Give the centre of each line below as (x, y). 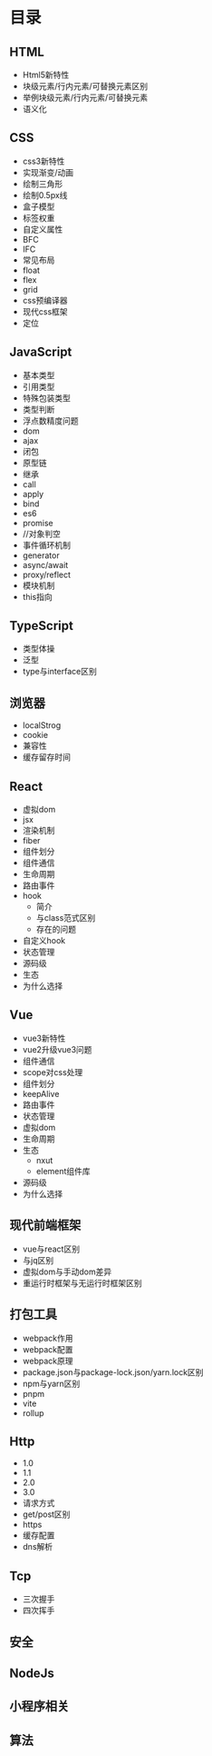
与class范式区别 (66, 918)
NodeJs (32, 1673)
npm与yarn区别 (51, 1383)
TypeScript (42, 626)
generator (41, 555)
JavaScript (41, 352)
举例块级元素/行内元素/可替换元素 (85, 97)
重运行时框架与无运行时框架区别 (82, 1282)
